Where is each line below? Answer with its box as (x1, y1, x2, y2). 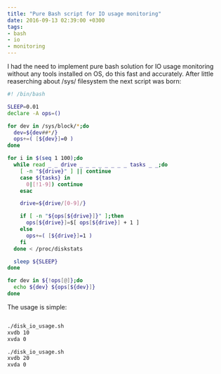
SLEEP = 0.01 (7, 103, 39, 110)
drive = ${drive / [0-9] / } (20, 200, 86, 207)
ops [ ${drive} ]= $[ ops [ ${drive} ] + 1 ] (25, 219, 140, 227)
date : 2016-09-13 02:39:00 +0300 (7, 17, 105, 24)
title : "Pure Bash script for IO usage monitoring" (7, 10, 161, 18)
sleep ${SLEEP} (13, 258, 58, 265)
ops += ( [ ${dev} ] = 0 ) (13, 135, 74, 142)
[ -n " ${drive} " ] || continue (20, 168, 112, 175)
